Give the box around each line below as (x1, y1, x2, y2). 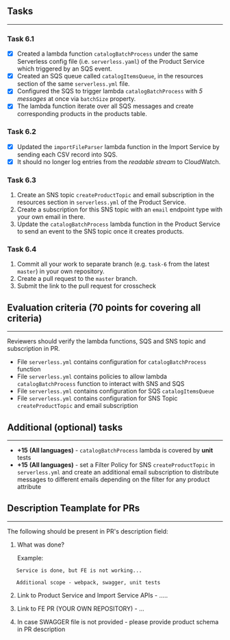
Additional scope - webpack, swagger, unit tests (16, 579, 161, 586)
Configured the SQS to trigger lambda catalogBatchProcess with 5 (16, 87, 203, 95)
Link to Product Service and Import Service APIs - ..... (16, 591, 168, 599)
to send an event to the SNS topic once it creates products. (16, 227, 184, 236)
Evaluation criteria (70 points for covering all (7, 301, 201, 313)
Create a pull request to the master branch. (16, 275, 138, 283)
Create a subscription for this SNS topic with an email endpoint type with (16, 205, 222, 214)
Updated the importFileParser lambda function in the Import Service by (16, 142, 220, 150)
